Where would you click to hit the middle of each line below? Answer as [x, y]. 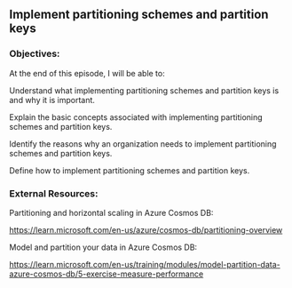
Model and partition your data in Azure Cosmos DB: [103, 247]
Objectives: [35, 54]
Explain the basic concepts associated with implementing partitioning [136, 117]
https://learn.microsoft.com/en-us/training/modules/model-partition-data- [145, 264]
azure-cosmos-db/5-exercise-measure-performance [107, 274]
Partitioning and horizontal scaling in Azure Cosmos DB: [111, 212]
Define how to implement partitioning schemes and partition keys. [130, 170]
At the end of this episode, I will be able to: [87, 73]
